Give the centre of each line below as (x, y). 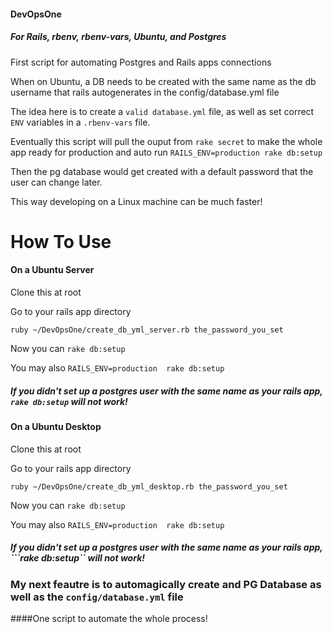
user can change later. (56, 182)
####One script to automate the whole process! (109, 618)
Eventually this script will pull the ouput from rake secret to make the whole (166, 141)
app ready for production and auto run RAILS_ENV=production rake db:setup (166, 152)
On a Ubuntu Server (52, 270)
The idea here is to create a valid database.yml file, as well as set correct (162, 111)
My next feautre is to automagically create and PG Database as (166, 584)
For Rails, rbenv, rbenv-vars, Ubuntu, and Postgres (118, 37)
